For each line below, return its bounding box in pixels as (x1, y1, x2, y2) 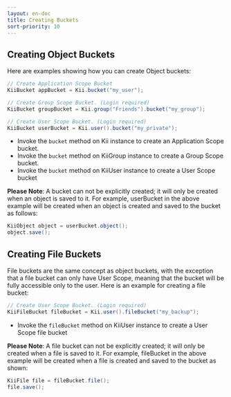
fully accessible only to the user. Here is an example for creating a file (7, 281, 206, 289)
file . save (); (7, 383, 45, 391)
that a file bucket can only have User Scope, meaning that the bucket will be (7, 274, 225, 282)
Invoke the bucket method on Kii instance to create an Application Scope (17, 137, 224, 145)
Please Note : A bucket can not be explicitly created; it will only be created (7, 187, 219, 196)
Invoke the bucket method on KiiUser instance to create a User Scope (17, 167, 216, 175)
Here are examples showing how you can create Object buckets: (7, 67, 192, 75)
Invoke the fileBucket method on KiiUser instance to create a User (17, 321, 208, 329)
